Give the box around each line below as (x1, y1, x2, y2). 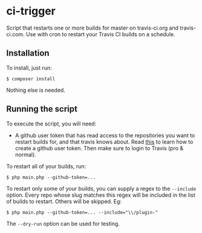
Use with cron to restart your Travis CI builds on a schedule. (26, 30, 175, 37)
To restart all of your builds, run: (6, 162, 86, 170)
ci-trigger (6, 4, 56, 18)
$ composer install (6, 75, 56, 82)
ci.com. (6, 30, 25, 37)
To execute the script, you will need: (6, 120, 97, 127)
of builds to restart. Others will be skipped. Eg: (6, 197, 122, 205)
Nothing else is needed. (6, 86, 65, 94)
